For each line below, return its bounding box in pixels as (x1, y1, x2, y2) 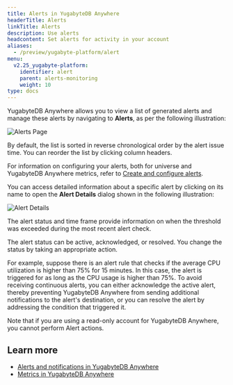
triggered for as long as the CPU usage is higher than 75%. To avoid (7, 274, 202, 282)
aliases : (7, 42, 33, 49)
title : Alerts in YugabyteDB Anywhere (7, 10, 120, 17)
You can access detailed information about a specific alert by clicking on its (7, 183, 224, 191)
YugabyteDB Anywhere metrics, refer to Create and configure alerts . (7, 170, 204, 178)
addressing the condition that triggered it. (7, 303, 127, 311)
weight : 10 (19, 81, 51, 88)
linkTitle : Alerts (7, 23, 61, 30)
